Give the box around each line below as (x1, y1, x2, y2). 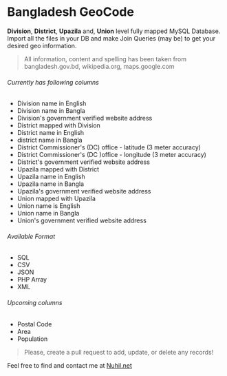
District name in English (17, 129, 85, 137)
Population (17, 335, 48, 343)
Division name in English (17, 99, 87, 107)
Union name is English (17, 202, 80, 210)
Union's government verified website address (17, 216, 147, 224)
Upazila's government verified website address (17, 187, 151, 196)
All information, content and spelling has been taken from (23, 54, 187, 63)
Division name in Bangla (17, 107, 86, 115)
